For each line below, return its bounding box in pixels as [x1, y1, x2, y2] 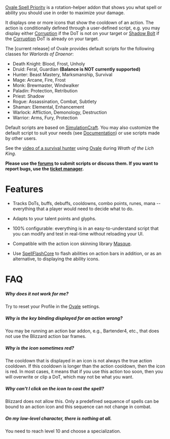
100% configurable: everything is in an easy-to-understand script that [12, 225, 159, 231]
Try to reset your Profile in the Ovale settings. [5, 303, 100, 310]
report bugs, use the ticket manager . [5, 166, 84, 172]
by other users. [5, 136, 37, 141]
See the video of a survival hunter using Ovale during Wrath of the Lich [5, 145, 154, 151]
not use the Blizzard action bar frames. [5, 333, 87, 340]
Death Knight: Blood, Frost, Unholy [12, 61, 85, 66]
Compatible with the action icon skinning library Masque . [12, 241, 132, 247]
